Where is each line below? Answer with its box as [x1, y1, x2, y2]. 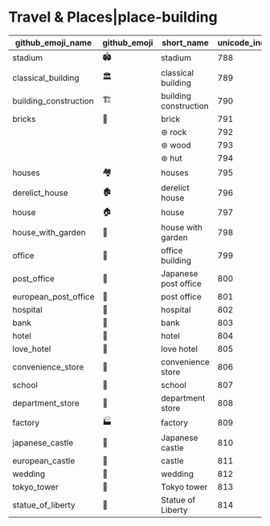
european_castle [12, 455, 76, 466]
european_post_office [12, 291, 95, 302]
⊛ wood [160, 139, 191, 150]
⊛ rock [160, 126, 187, 137]
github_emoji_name [14, 37, 92, 48]
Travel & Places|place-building [8, 8, 219, 27]
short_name [162, 37, 209, 48]
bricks [12, 113, 36, 124]
